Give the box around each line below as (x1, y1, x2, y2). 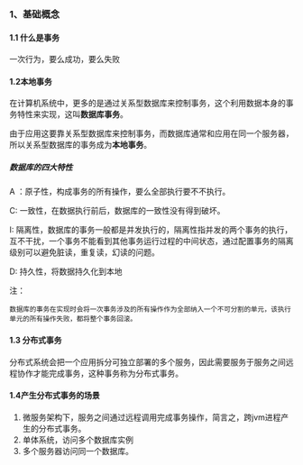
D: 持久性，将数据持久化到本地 (9, 266, 124, 277)
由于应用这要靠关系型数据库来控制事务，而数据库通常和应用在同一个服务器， (9, 128, 294, 139)
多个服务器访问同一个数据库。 (22, 445, 133, 456)
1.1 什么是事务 (9, 32, 60, 42)
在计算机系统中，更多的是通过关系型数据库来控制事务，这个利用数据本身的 (9, 97, 286, 109)
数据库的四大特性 (9, 161, 73, 172)
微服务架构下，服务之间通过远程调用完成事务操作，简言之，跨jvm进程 (22, 412, 281, 423)
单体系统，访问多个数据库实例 (22, 434, 133, 445)
